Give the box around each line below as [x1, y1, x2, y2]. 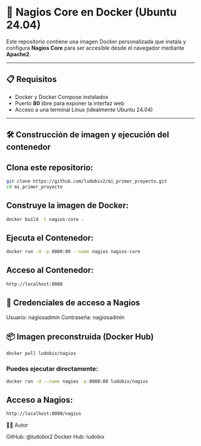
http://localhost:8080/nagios [6, 411, 82, 417]
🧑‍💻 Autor [6, 421, 29, 429]
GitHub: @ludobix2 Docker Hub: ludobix [6, 433, 105, 441]
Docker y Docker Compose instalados [14, 93, 109, 101]
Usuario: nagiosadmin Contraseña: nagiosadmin [6, 314, 124, 321]
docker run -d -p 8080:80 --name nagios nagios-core [6, 248, 141, 255]
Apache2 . [6, 50, 31, 57]
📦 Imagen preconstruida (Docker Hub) [6, 332, 154, 342]
